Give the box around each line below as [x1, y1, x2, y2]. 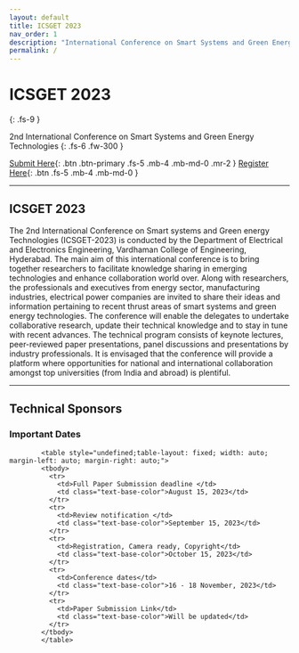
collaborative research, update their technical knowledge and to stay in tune [9, 320, 288, 331]
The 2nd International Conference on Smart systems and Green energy [9, 224, 270, 236]
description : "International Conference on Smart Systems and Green [9, 37, 269, 47]
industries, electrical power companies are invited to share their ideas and [9, 291, 280, 302]
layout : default [9, 12, 69, 22]
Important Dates [9, 429, 82, 441]
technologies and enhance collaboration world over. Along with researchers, [9, 273, 289, 283]
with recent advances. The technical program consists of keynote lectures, [9, 329, 284, 339]
